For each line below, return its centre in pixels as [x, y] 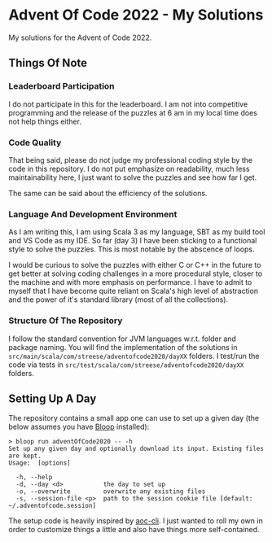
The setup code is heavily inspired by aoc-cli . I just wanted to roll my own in [136, 521]
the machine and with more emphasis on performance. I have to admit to [130, 282]
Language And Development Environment [93, 214]
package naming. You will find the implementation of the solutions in [123, 347]
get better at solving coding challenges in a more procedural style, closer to [136, 273]
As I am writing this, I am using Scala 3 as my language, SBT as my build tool [137, 232]
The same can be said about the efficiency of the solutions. [108, 193]
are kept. [25, 456]
